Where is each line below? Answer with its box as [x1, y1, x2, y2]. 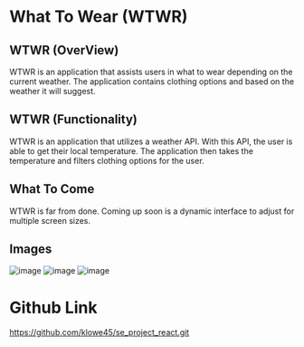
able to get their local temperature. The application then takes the [9, 145, 253, 156]
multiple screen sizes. [9, 215, 91, 226]
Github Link [9, 297, 98, 318]
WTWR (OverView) [9, 43, 119, 58]
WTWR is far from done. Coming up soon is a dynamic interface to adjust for [9, 206, 295, 217]
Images [9, 242, 52, 257]
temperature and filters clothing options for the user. [9, 155, 205, 166]
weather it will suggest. [9, 86, 97, 96]
